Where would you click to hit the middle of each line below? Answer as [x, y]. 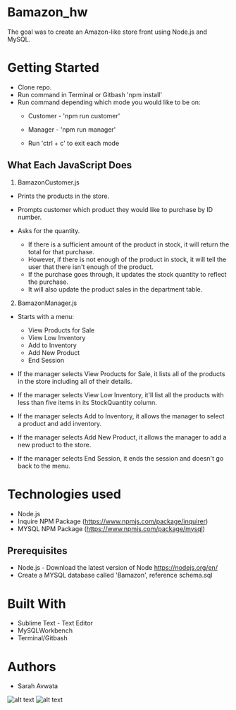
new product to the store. [54, 444]
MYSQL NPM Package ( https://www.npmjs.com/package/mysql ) [111, 528]
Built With [37, 604]
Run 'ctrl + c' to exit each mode [74, 143]
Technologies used [64, 494]
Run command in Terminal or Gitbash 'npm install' [90, 94]
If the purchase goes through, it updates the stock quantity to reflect [127, 274]
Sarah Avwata [38, 686]
